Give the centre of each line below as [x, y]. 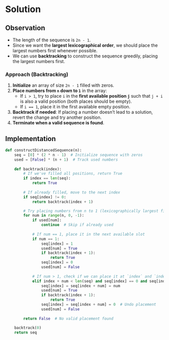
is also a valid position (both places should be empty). [76, 101]
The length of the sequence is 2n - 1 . [52, 40]
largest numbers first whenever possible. [55, 51]
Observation [25, 28]
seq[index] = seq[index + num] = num [81, 286]
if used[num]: [47, 220]
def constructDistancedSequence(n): [44, 150]
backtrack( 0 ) [28, 328]
